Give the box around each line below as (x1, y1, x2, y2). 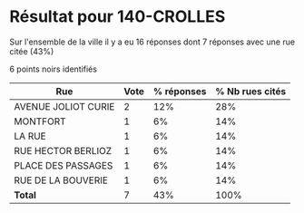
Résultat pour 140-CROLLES (9, 6, 226, 27)
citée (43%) (9, 45, 54, 56)
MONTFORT (14, 115, 66, 128)
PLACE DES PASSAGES (14, 159, 113, 171)
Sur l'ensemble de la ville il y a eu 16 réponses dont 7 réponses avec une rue (9, 36, 296, 47)
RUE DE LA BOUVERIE (14, 174, 109, 187)
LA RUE (14, 130, 47, 142)
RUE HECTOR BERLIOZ (14, 144, 113, 157)
